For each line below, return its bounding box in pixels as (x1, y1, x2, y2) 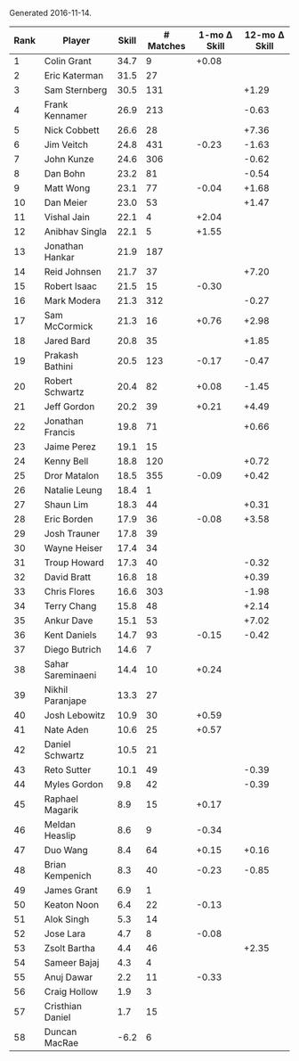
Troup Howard (44, 556, 105, 569)
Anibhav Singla (44, 226, 107, 237)
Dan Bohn (44, 168, 86, 179)
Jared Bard (44, 334, 91, 347)
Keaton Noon (44, 899, 100, 910)
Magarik (44, 804, 79, 816)
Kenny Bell (44, 455, 89, 467)
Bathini (44, 360, 74, 373)
